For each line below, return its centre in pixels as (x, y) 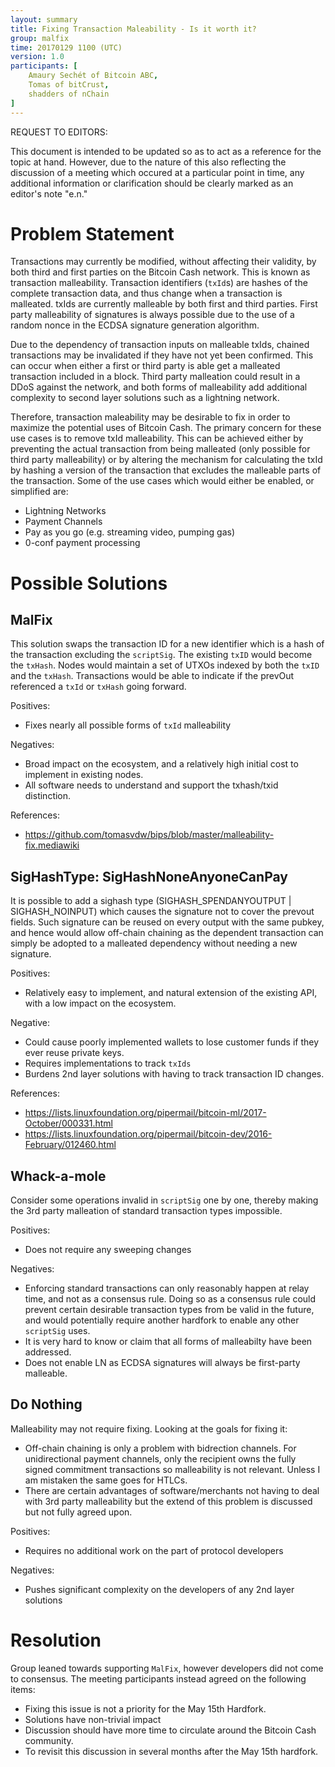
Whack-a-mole (58, 1176)
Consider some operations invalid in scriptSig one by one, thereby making (164, 1200)
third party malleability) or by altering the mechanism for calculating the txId (166, 460)
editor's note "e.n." (49, 193)
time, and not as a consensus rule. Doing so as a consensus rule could (170, 1299)
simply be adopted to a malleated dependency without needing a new (154, 943)
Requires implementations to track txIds (108, 1063)
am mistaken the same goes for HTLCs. (106, 1480)
